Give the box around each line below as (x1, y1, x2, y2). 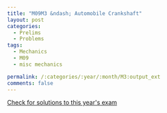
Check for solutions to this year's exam (7, 99, 118, 107)
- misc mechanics (13, 61, 63, 68)
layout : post (7, 16, 44, 23)
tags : (7, 42, 23, 49)
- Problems (13, 36, 44, 42)
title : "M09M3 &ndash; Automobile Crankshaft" (7, 10, 142, 17)
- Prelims (13, 29, 41, 36)
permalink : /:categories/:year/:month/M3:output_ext (7, 73, 161, 80)
